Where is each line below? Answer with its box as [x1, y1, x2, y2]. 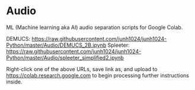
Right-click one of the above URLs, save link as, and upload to [6, 65, 158, 72]
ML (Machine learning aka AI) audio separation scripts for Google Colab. [6, 24, 183, 31]
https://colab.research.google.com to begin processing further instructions [6, 72, 190, 79]
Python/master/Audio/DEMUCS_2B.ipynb [6, 41, 107, 49]
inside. [6, 78, 23, 85]
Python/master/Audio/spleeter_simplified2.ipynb [6, 54, 124, 61]
